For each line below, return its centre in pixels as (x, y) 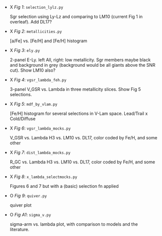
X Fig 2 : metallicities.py (36, 31)
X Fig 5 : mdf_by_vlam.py (33, 104)
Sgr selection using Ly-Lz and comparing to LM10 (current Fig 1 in (76, 16)
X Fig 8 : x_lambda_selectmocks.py (43, 177)
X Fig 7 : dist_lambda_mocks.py (40, 152)
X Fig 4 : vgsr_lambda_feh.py (38, 80)
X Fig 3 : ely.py (25, 50)
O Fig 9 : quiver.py (28, 196)
